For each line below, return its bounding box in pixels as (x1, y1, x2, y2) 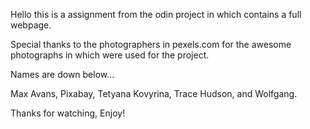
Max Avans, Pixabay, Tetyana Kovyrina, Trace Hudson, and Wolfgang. (10, 88, 298, 99)
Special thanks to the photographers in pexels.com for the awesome (10, 39, 292, 50)
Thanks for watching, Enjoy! (10, 107, 126, 119)
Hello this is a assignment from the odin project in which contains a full (10, 9, 302, 20)
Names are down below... (10, 69, 115, 80)
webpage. (10, 19, 52, 31)
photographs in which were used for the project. (10, 49, 210, 61)
